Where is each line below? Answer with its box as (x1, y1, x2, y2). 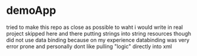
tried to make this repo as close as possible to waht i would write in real (6, 23, 183, 31)
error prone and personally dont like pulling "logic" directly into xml (6, 43, 172, 50)
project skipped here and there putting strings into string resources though (6, 30, 192, 37)
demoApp (6, 4, 56, 17)
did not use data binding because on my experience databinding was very (6, 36, 190, 43)
